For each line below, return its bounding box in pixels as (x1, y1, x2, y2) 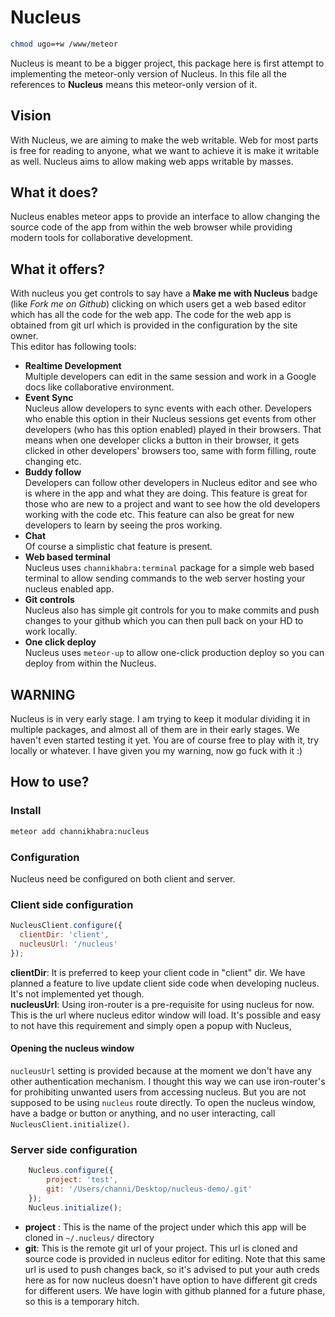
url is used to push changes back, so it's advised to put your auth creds (24, 1263, 320, 1275)
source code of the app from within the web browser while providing (10, 221, 293, 233)
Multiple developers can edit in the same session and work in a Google (24, 371, 317, 383)
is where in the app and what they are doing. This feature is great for (24, 487, 308, 500)
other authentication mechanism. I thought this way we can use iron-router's (10, 1075, 326, 1087)
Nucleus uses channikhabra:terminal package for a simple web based (24, 562, 315, 574)
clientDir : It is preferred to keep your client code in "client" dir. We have (10, 966, 306, 978)
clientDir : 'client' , (19, 930, 110, 940)
